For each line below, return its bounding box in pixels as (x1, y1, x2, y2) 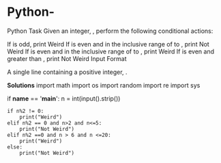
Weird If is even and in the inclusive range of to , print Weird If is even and (7, 47, 215, 55)
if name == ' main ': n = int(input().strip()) (7, 94, 121, 103)
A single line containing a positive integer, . (7, 68, 128, 76)
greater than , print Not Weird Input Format (7, 54, 127, 62)
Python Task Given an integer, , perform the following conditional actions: (7, 27, 213, 35)
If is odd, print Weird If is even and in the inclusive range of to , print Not (7, 40, 209, 48)
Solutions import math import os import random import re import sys (7, 81, 201, 89)
